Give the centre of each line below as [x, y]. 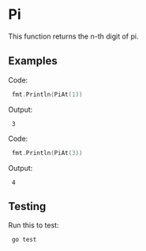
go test [24, 240]
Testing [27, 206]
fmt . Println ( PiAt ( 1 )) [47, 94]
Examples [33, 61]
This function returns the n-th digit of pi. [73, 36]
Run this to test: [34, 225]
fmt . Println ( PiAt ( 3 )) [47, 153]
